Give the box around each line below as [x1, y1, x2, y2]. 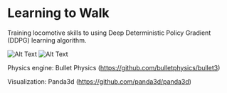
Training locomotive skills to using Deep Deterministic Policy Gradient [7, 28, 211, 37]
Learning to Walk [7, 5, 110, 21]
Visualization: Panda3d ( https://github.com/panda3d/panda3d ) [7, 77, 192, 86]
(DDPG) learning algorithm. [7, 35, 87, 44]
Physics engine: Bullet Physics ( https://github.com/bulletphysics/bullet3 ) [7, 63, 221, 72]
